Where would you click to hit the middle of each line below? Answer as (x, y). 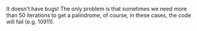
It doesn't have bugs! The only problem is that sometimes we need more (97, 9)
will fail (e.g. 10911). (30, 22)
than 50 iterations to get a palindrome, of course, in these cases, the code (99, 15)
